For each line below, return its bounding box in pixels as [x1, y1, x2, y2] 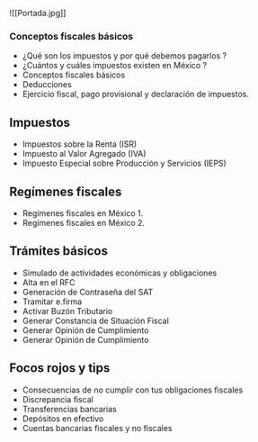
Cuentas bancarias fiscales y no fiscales [22, 422, 173, 433]
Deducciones [22, 79, 72, 90]
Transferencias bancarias [22, 403, 117, 414]
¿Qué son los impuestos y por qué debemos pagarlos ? [22, 50, 227, 61]
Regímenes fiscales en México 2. [22, 217, 146, 228]
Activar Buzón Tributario [22, 305, 113, 316]
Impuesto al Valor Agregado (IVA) [22, 149, 147, 159]
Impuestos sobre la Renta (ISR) [22, 139, 138, 149]
